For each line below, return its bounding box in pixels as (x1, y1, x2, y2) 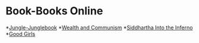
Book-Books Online (5, 4, 103, 18)
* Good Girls (5, 30, 35, 37)
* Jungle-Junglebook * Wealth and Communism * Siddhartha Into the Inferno (5, 24, 193, 31)
